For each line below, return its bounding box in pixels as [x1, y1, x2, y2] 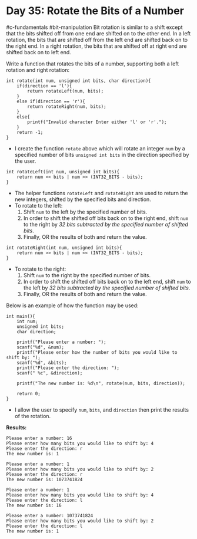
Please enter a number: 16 [6, 435, 72, 441]
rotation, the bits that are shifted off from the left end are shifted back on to [6, 36, 188, 43]
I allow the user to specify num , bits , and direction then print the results [14, 406, 189, 413]
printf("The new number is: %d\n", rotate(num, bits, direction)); [16, 380, 185, 386]
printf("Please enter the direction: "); [16, 364, 119, 371]
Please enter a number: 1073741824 [6, 512, 94, 518]
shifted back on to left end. [6, 48, 72, 55]
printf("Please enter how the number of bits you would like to [16, 349, 178, 355]
